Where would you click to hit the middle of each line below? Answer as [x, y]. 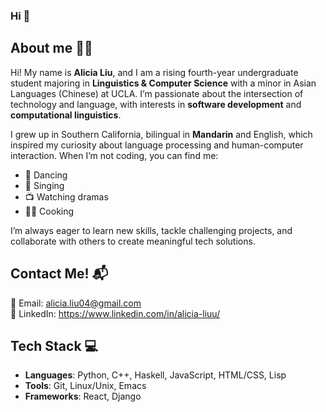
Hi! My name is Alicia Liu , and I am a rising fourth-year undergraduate [154, 72]
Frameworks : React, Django [83, 396]
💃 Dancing [46, 175]
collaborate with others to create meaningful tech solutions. [133, 241]
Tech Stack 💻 [54, 345]
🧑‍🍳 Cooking [49, 211]
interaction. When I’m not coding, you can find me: [114, 155]
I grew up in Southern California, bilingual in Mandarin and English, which [161, 134]
